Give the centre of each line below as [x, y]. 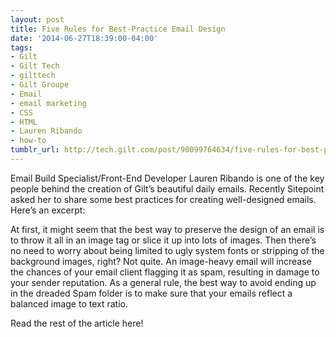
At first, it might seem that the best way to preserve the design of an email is [167, 229]
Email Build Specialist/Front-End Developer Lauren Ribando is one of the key [167, 178]
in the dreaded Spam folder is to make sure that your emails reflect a [151, 293]
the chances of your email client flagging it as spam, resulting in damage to [165, 272]
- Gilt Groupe [40, 85]
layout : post [37, 19]
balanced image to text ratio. [69, 303]
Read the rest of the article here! [77, 323]
